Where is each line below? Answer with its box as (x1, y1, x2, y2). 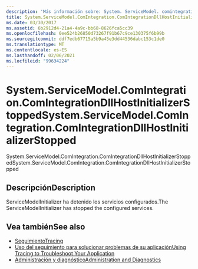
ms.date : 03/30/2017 (6, 19, 57, 25)
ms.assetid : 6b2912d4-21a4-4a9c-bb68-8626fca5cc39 (6, 25, 133, 31)
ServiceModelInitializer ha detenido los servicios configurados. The (6, 198, 169, 205)
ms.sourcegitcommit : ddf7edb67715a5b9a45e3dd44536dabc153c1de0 (6, 36, 165, 42)
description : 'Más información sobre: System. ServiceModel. (6, 8, 160, 15)
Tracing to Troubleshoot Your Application (14, 250, 115, 257)
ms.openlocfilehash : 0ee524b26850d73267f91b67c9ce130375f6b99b (6, 31, 165, 37)
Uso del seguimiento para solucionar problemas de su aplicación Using (14, 244, 187, 251)
